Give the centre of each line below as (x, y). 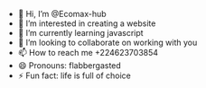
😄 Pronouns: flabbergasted (70, 66)
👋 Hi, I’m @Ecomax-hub (62, 14)
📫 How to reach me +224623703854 (88, 53)
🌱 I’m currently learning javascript (80, 33)
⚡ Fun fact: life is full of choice (74, 75)
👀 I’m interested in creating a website (87, 23)
